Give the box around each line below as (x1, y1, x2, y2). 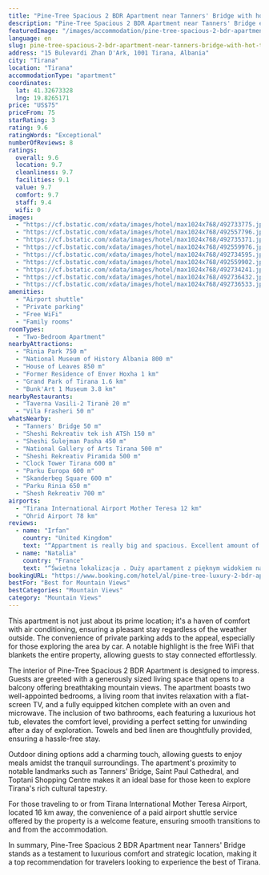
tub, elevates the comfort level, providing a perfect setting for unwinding (8, 716, 247, 726)
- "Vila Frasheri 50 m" (15, 407, 94, 416)
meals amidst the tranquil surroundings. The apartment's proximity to (8, 758, 237, 767)
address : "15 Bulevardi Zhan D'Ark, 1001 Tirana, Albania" (8, 49, 210, 57)
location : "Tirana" (8, 64, 74, 72)
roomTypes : (8, 325, 45, 333)
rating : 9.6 (8, 124, 48, 132)
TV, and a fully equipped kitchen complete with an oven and (32, 699, 231, 709)
